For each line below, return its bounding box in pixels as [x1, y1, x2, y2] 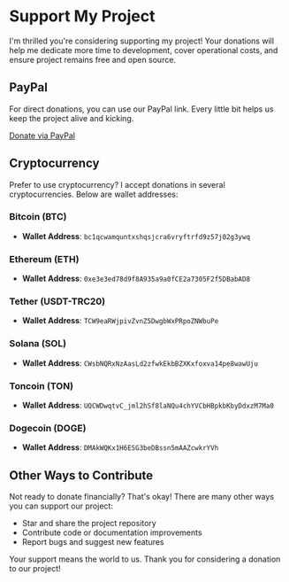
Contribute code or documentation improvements [21, 527, 202, 538]
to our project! [9, 563, 61, 574]
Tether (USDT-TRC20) [9, 295, 106, 307]
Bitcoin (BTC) [9, 211, 67, 223]
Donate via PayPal [9, 130, 75, 141]
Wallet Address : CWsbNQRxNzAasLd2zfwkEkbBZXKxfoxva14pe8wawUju [21, 357, 259, 369]
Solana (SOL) [9, 338, 67, 350]
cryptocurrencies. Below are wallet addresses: [9, 189, 179, 199]
